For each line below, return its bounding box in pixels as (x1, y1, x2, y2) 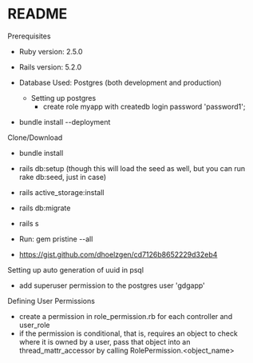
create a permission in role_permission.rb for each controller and (18, 311, 233, 321)
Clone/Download (7, 133, 63, 142)
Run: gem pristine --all (18, 233, 93, 244)
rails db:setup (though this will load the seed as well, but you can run (18, 163, 246, 173)
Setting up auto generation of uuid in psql (7, 265, 144, 274)
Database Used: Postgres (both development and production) (18, 78, 222, 87)
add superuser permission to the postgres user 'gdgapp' (18, 281, 205, 290)
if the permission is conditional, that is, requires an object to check (18, 329, 239, 338)
